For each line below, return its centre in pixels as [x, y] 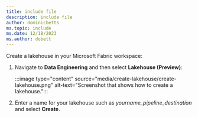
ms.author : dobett [29, 39]
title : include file [32, 12]
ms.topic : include [29, 28]
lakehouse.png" [34, 85]
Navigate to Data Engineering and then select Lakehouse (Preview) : [98, 67]
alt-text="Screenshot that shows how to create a [114, 85]
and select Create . [37, 109]
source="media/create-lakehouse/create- [126, 79]
